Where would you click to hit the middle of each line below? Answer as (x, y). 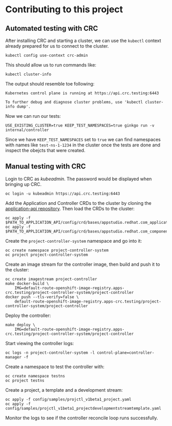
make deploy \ (20, 325)
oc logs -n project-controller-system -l (50, 353)
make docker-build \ (27, 283)
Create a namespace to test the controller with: (55, 367)
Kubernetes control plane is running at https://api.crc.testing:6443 (82, 93)
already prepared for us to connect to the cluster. (57, 46)
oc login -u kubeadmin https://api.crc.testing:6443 (63, 194)
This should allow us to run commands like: (51, 65)
